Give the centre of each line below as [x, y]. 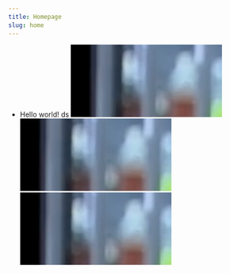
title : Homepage [35, 17]
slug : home [26, 25]
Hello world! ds [44, 114]
